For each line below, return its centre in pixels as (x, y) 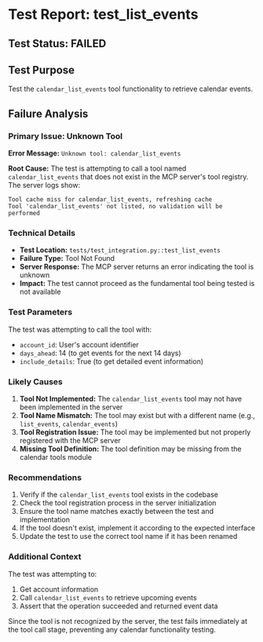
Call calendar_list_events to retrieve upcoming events (108, 597)
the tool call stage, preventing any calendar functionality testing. (112, 629)
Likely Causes (35, 381)
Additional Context (45, 557)
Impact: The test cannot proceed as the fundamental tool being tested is (137, 284)
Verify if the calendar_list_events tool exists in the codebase (119, 495)
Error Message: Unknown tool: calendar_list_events (95, 153)
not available (40, 292)
